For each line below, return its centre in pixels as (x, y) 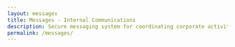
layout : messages (33, 13)
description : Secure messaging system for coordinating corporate (106, 26)
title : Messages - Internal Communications (72, 20)
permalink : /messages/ (40, 33)
